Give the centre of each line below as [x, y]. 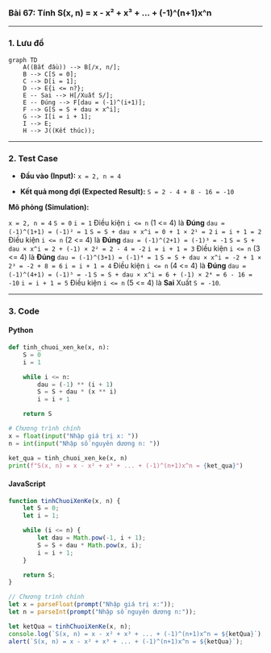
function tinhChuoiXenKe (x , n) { [65, 501]
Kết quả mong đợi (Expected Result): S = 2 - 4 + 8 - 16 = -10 [127, 191]
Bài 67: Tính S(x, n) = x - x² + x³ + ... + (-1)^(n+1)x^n [110, 13]
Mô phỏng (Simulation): [49, 207]
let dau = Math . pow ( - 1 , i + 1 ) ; [92, 538]
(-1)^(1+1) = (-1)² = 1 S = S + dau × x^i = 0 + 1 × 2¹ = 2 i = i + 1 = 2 [135, 232]
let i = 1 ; [41, 516]
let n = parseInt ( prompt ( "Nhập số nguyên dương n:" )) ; [102, 612]
